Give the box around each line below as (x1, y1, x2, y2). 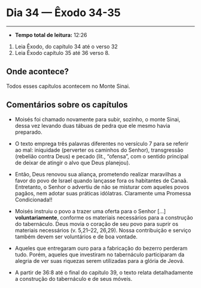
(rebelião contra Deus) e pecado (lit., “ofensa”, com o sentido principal (14, 152, 188, 160)
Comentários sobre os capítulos (6, 100, 128, 110)
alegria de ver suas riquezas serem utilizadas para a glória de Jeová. (14, 257, 184, 264)
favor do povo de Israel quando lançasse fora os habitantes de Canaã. (14, 177, 188, 184)
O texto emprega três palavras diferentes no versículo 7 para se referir (14, 140, 188, 147)
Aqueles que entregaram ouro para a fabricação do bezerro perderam (14, 244, 188, 252)
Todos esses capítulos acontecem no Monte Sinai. (6, 82, 130, 90)
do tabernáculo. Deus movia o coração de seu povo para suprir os (14, 220, 178, 227)
